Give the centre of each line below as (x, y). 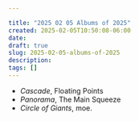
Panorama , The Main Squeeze (70, 99)
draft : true (28, 45)
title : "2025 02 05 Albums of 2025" (69, 23)
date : (17, 38)
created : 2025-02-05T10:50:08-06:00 (69, 30)
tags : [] (23, 68)
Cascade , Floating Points (61, 90)
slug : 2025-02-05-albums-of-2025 (64, 53)
